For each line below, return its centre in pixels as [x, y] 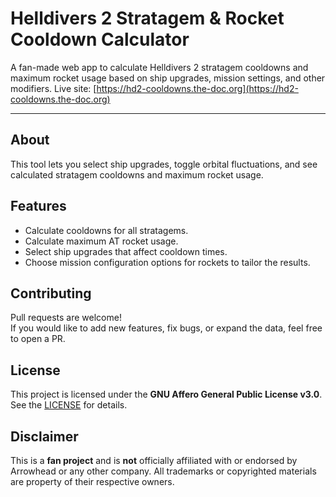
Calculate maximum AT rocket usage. [101, 241]
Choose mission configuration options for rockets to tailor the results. [167, 262]
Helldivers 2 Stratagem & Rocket [147, 18]
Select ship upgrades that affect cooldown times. [126, 251]
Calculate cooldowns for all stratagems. [106, 230]
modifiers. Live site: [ [53, 88]
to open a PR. [38, 339]
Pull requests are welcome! [66, 318]
